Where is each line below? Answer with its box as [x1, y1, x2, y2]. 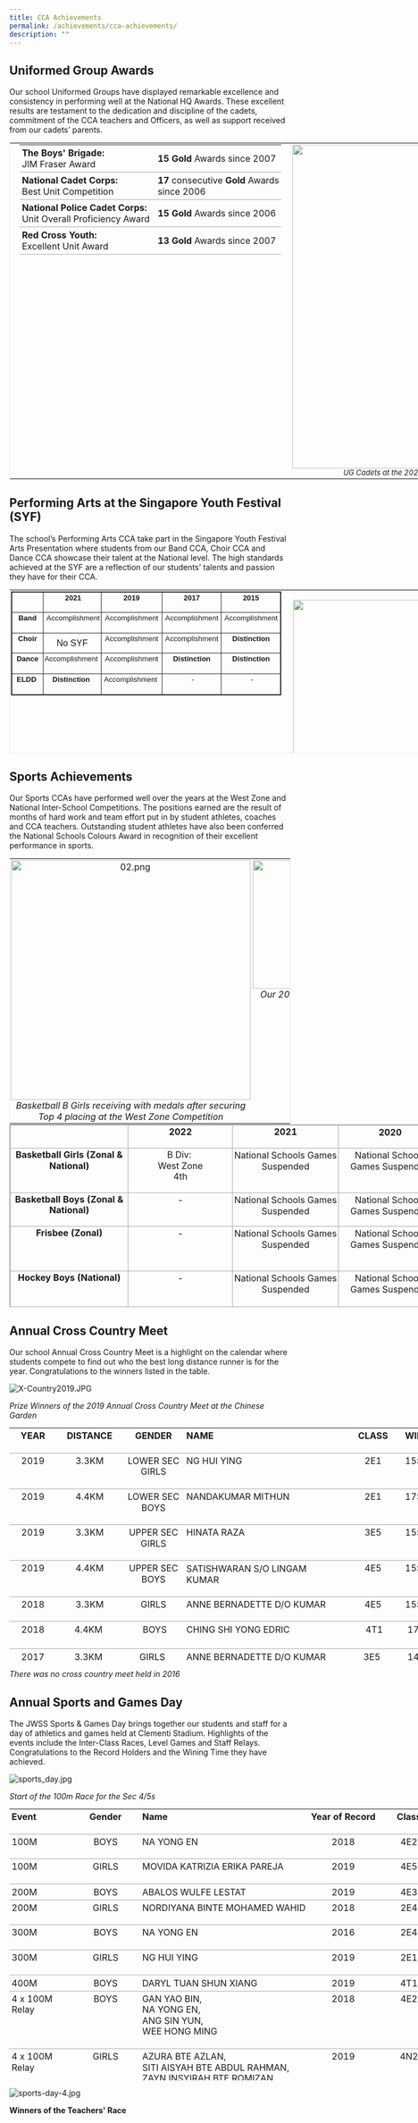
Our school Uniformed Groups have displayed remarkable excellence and [9, 87, 280, 97]
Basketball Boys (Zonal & [14, 1192, 124, 1205]
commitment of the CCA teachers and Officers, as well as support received [9, 115, 286, 126]
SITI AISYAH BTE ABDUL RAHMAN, [142, 2061, 290, 2074]
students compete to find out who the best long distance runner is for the [9, 1356, 280, 1368]
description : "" [9, 29, 70, 38]
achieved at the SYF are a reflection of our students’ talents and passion [9, 561, 275, 572]
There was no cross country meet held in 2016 [9, 1669, 180, 1680]
